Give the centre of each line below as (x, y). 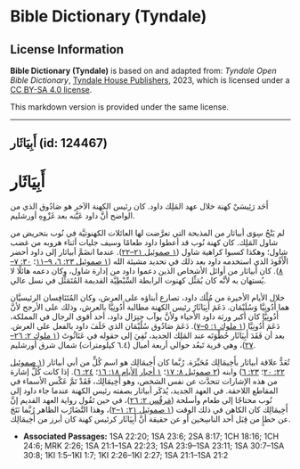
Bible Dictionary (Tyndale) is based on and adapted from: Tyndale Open (143, 70)
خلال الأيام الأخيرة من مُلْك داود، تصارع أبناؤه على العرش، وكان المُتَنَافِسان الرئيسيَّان (148, 298)
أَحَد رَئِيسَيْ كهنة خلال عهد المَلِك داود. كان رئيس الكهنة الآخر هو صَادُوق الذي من (139, 206)
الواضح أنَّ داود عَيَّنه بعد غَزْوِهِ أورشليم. (73, 216)
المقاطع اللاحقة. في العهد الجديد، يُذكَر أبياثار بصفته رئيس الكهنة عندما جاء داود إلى (144, 391)
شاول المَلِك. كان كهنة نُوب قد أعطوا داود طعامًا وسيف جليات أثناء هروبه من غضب (144, 243)
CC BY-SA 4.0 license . (51, 90)
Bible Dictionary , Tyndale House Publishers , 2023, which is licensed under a (150, 80)
